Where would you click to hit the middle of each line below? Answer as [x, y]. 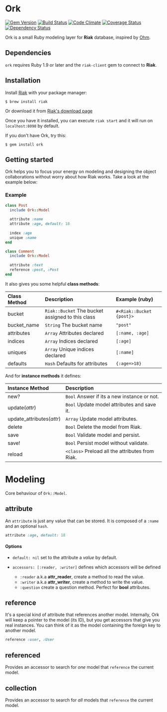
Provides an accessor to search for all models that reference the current [79, 700]
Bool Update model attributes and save [111, 404]
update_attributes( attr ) [34, 419]
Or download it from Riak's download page [49, 111]
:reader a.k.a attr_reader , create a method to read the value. [82, 576]
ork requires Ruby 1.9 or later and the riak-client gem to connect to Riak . [81, 65]
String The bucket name [74, 325]
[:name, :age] [132, 333]
